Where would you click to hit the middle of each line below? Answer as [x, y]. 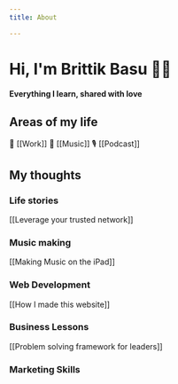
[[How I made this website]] [60, 304]
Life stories [34, 200]
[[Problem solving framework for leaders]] [86, 346]
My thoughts [45, 175]
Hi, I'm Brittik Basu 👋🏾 [90, 69]
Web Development [50, 285]
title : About [33, 17]
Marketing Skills [45, 369]
